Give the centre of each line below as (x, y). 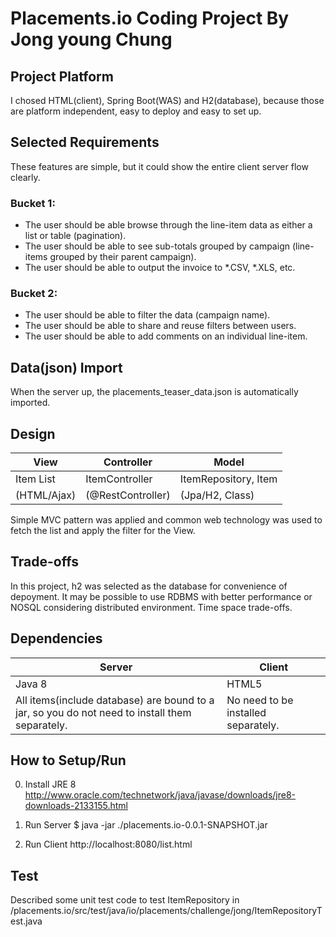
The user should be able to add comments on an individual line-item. (166, 336)
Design (33, 433)
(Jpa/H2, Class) (217, 495)
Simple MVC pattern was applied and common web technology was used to (166, 520)
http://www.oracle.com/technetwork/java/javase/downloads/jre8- (160, 795)
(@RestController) (128, 495)
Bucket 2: (34, 294)
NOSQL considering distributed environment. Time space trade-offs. (151, 607)
